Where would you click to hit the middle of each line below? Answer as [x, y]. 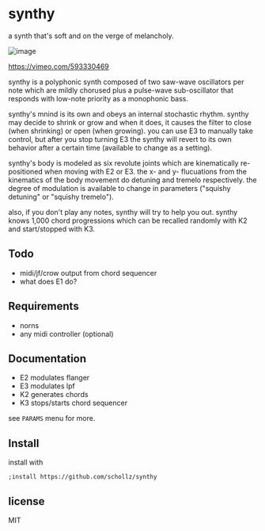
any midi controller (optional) [66, 334]
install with [26, 462]
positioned [26, 171]
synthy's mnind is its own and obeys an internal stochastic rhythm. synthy [129, 114]
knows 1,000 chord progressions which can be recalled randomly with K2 [128, 220]
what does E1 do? [48, 281]
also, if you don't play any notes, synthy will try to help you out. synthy [123, 212]
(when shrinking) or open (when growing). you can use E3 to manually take [131, 131]
